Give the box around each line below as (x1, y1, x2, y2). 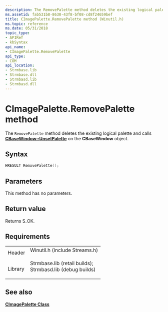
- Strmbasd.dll (5, 81, 37, 86)
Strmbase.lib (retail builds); (29, 260, 93, 267)
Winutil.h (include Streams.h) (29, 247, 98, 254)
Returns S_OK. (5, 218, 35, 224)
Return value (5, 205, 46, 213)
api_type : (5, 53, 26, 59)
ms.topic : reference (5, 21, 48, 26)
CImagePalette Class (5, 301, 50, 307)
